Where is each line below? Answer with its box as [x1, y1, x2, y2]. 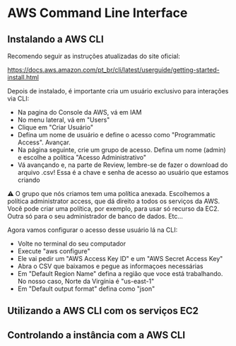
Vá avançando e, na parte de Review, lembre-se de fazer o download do [17, 161, 228, 169]
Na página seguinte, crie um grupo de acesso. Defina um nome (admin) [17, 146, 226, 154]
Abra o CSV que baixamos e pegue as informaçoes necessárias [17, 262, 203, 270]
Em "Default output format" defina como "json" [17, 284, 155, 293]
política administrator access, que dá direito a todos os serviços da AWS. [7, 197, 220, 205]
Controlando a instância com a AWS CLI [7, 329, 186, 341]
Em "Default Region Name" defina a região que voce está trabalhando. [17, 270, 223, 277]
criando [17, 175, 40, 184]
